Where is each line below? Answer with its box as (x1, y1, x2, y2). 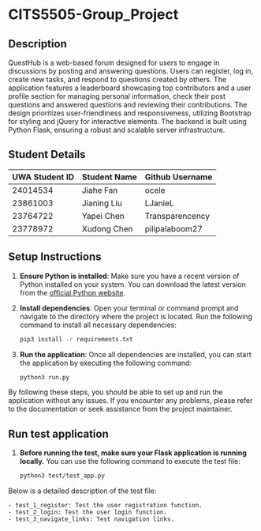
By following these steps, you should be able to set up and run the (8, 387, 223, 397)
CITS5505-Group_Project (8, 6, 179, 24)
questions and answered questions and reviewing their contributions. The (8, 100, 248, 109)
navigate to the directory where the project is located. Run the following (19, 311, 252, 321)
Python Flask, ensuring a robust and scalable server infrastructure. (8, 125, 226, 134)
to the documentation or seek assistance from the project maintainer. (8, 405, 233, 414)
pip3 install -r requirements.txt (19, 335, 133, 343)
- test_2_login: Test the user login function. (8, 508, 168, 517)
